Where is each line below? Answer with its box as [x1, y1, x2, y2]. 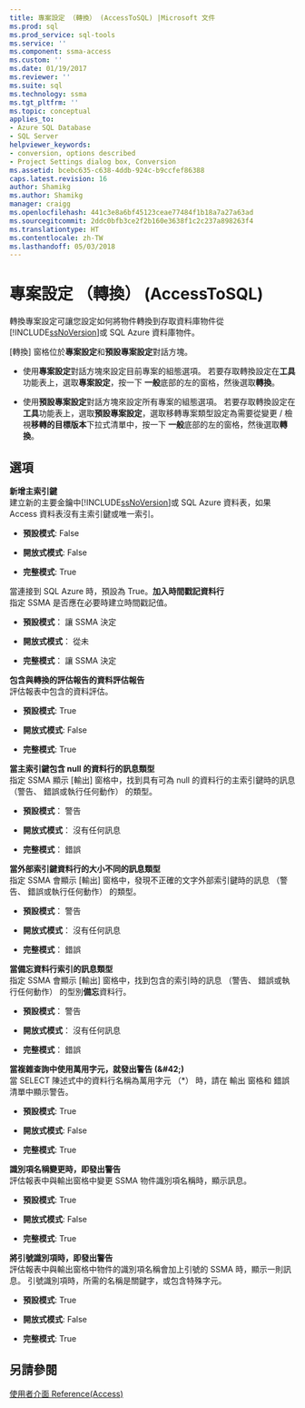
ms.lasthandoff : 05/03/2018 [9, 242, 116, 251]
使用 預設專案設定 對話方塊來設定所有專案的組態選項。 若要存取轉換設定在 [22, 397, 296, 408]
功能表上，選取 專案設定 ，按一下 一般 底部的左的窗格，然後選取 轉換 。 [22, 377, 280, 388]
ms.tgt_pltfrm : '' [9, 97, 79, 107]
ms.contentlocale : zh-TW [9, 233, 103, 242]
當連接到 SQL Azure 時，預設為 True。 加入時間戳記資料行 [9, 586, 225, 596]
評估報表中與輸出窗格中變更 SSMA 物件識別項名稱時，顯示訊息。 [9, 1175, 252, 1186]
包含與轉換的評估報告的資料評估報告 [9, 674, 145, 685]
